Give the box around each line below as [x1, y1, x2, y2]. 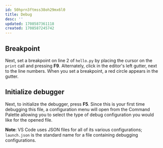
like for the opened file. [5, 117, 53, 123]
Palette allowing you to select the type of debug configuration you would [5, 112, 154, 118]
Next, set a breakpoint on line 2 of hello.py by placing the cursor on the [5, 57, 153, 63]
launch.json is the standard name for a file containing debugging [5, 132, 138, 138]
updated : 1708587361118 [5, 21, 55, 26]
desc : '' [5, 16, 23, 21]
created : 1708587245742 [5, 26, 55, 31]
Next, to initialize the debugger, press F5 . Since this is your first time [5, 101, 145, 107]
